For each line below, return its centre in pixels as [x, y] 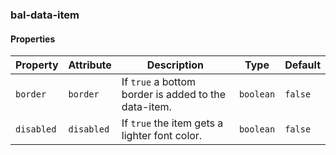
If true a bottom [159, 82]
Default [302, 65]
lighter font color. [162, 136]
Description [175, 65]
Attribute [90, 65]
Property [37, 65]
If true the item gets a [172, 123]
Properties [33, 39]
